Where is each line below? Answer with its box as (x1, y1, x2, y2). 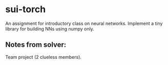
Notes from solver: (5, 41, 67, 49)
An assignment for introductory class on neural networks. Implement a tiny (5, 20, 163, 26)
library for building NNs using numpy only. (5, 25, 95, 31)
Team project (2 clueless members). (5, 54, 82, 60)
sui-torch (5, 4, 46, 15)
